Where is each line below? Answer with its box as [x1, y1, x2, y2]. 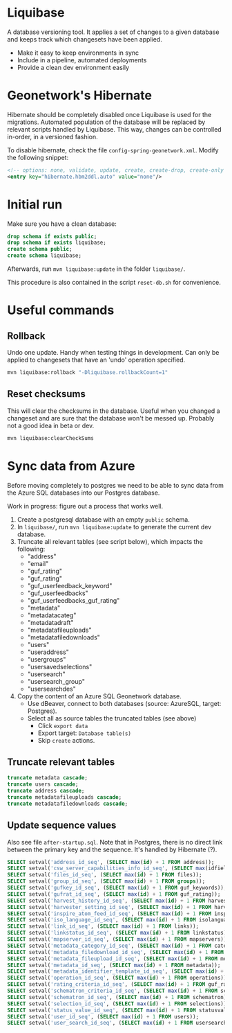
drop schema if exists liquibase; [7, 239, 107, 247]
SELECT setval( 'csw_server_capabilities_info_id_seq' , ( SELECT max [7, 865, 206, 872]
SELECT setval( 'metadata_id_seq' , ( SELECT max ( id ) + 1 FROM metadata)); [7, 962, 221, 969]
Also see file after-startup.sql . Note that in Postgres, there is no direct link [7, 838, 223, 846]
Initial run [7, 196, 63, 212]
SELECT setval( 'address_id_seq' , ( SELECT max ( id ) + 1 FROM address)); [7, 858, 215, 865]
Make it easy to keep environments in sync [17, 48, 139, 57]
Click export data [37, 721, 88, 730]
